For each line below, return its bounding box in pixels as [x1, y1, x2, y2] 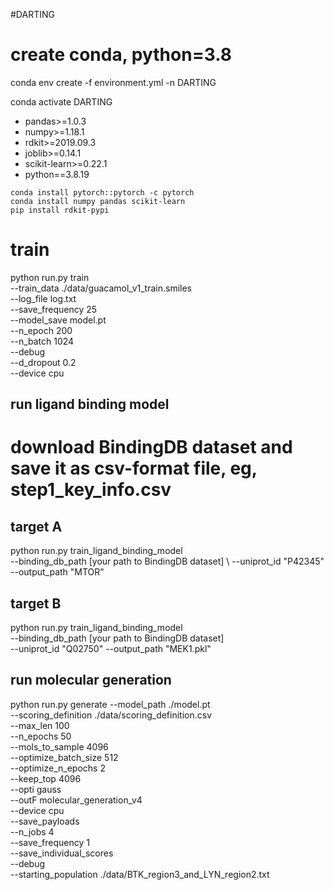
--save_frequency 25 [10, 303, 98, 315]
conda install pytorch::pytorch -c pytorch [10, 187, 195, 198]
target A [10, 518, 63, 535]
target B [10, 595, 62, 612]
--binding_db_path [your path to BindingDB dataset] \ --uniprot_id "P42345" [10, 555, 325, 568]
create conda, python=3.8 [10, 44, 232, 66]
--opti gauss [10, 783, 62, 795]
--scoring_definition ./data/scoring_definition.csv [10, 709, 213, 721]
